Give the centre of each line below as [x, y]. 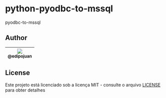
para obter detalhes [25, 90]
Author [16, 38]
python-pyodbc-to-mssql [59, 9]
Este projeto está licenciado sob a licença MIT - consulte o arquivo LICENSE [83, 85]
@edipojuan [20, 56]
